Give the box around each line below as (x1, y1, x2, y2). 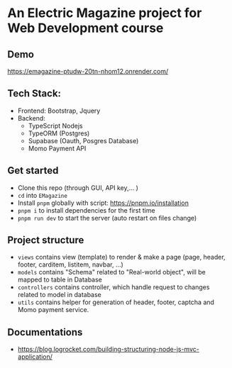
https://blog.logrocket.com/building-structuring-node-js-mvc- (17, 345, 200, 354)
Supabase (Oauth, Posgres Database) (28, 136, 139, 145)
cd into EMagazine (17, 191, 67, 199)
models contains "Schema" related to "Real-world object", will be (17, 268, 206, 277)
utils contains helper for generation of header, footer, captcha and (17, 298, 215, 306)
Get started (7, 165, 59, 177)
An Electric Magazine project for (7, 5, 202, 21)
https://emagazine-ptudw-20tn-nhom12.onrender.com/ (7, 67, 169, 75)
